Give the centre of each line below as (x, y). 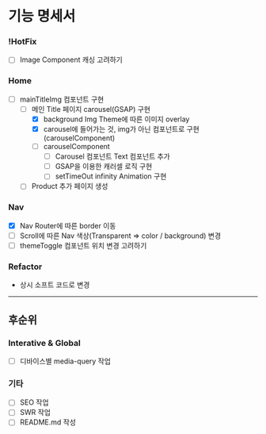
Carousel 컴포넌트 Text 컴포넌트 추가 (112, 156)
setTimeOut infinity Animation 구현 (111, 176)
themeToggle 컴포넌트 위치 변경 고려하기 (83, 245)
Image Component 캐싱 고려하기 (71, 60)
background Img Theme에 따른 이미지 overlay (116, 119)
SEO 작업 (34, 402)
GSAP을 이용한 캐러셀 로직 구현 (104, 167)
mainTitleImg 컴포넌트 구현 (62, 99)
